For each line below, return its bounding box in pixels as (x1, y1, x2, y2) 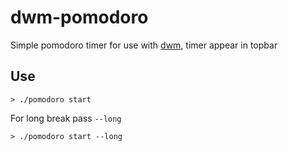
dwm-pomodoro (10, 6, 149, 29)
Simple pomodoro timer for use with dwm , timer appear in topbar (10, 39, 278, 51)
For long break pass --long (10, 112, 122, 124)
